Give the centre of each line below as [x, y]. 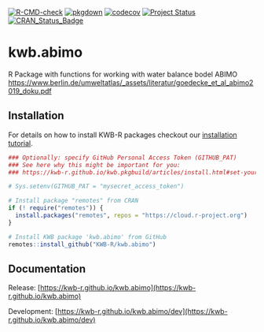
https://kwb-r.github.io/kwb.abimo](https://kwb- [118, 288]
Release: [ [24, 288]
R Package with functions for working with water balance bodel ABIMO [123, 74]
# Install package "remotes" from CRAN [73, 201]
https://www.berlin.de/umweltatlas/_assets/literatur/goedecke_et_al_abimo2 [131, 82]
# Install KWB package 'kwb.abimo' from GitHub [88, 237]
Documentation [47, 269]
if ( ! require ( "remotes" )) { [56, 208]
